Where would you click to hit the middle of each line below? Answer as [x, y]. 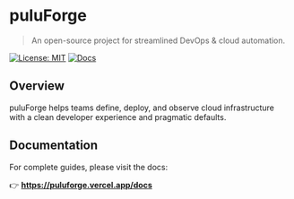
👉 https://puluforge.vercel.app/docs [81, 185]
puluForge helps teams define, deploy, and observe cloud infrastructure [142, 108]
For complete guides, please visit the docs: [89, 167]
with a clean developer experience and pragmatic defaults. [118, 117]
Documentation [54, 146]
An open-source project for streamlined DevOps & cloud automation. [158, 40]
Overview [37, 86]
